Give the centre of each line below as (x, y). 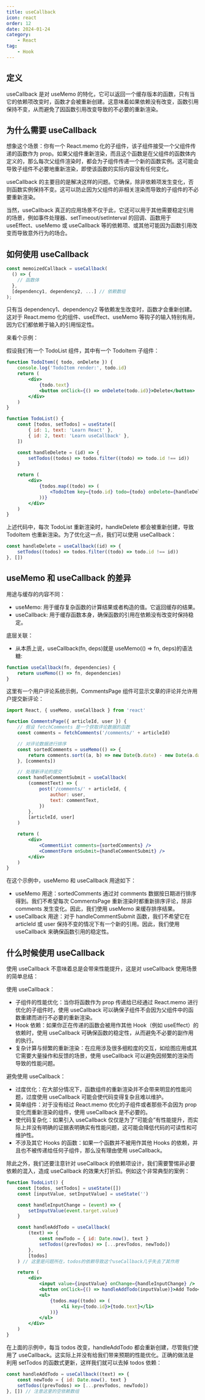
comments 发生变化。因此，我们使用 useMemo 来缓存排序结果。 (97, 909)
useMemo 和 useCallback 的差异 (69, 578)
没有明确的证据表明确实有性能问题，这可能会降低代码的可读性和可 (114, 1128)
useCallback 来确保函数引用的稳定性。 (63, 932)
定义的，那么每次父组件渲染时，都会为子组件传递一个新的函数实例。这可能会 (103, 161)
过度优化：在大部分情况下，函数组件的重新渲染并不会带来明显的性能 (101, 1089)
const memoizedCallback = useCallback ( (57, 269)
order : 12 (19, 23)
